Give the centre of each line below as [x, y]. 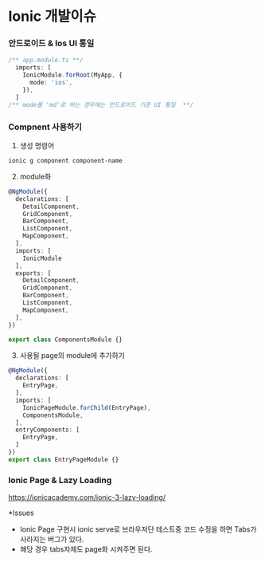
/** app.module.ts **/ [46, 61]
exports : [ [33, 273]
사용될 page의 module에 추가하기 [72, 356]
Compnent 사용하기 [45, 127]
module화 [35, 176]
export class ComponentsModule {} [66, 340]
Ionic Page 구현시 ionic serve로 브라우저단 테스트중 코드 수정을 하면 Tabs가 [138, 529]
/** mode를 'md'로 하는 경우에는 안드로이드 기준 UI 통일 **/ [101, 104]
